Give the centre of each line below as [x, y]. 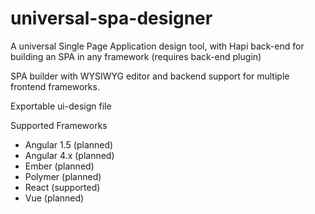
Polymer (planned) [63, 176]
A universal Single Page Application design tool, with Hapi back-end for [157, 46]
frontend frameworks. [55, 86]
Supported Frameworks [59, 125]
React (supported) [62, 187]
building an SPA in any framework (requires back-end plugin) [136, 56]
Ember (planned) [59, 166]
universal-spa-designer [111, 18]
